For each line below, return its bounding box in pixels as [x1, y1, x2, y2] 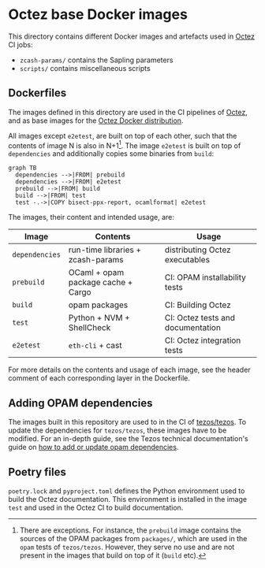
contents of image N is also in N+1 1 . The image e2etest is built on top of [8, 139, 241, 150]
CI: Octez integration [164, 335, 241, 346]
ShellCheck [68, 322, 111, 333]
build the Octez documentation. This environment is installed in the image [8, 495, 247, 504]
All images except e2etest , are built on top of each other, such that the [8, 131, 237, 140]
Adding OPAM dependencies [8, 396, 153, 410]
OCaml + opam [68, 267, 125, 278]
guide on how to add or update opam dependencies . [8, 443, 179, 452]
